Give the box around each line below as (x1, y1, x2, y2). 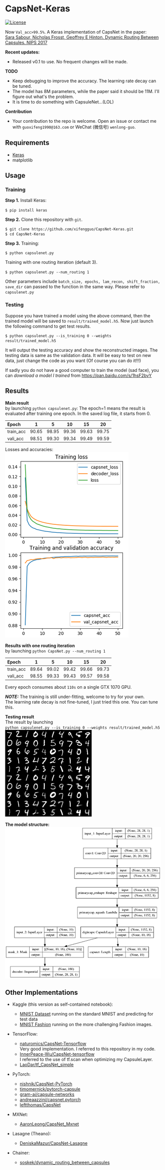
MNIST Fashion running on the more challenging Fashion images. (19, 1021, 153, 1027)
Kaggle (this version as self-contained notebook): (12, 1001, 114, 1007)
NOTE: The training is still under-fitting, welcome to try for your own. (5, 694, 145, 700)
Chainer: (12, 1150, 30, 1156)
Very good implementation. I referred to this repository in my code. (19, 1046, 156, 1052)
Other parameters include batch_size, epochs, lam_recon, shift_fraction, (5, 278, 161, 285)
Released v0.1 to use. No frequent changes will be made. (12, 58, 128, 64)
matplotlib (12, 157, 33, 163)
